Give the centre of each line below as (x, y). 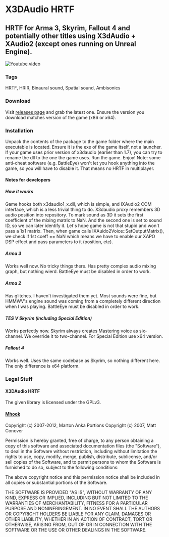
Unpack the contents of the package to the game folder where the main (80, 141)
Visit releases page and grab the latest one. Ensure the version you (75, 112)
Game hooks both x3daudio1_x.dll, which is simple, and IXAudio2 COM (78, 204)
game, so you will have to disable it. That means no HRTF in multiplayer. (80, 168)
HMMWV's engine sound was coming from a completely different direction (83, 301)
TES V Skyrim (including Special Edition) (49, 318)
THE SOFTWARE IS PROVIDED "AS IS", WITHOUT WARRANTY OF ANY (79, 492)
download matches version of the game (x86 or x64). (61, 117)
